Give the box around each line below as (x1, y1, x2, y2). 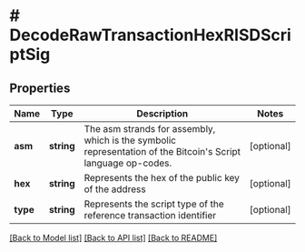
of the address (84, 183, 147, 196)
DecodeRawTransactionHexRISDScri (9, 25, 292, 45)
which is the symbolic (84, 134, 177, 146)
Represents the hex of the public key (84, 172, 241, 184)
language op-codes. (84, 156, 172, 169)
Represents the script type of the (84, 197, 224, 210)
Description (136, 107, 189, 119)
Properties (9, 80, 71, 96)
